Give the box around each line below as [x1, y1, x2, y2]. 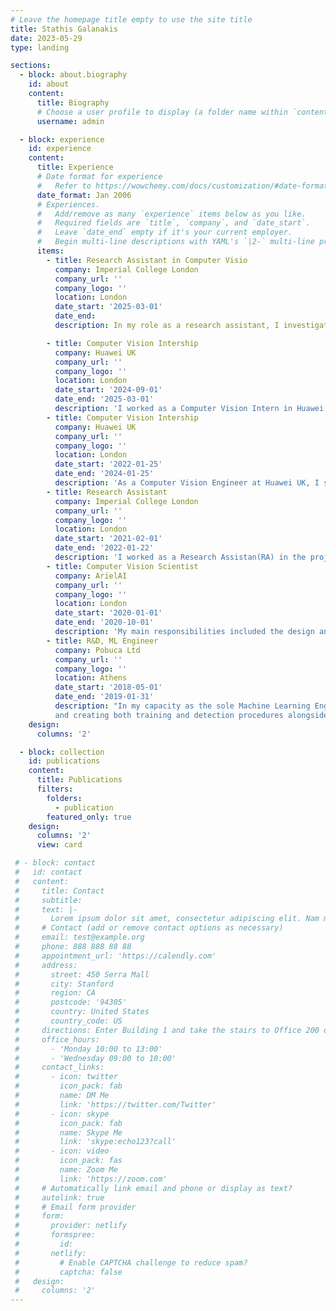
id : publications [28, 756, 101, 766]
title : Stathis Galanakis [10, 24, 118, 34]
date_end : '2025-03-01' [54, 394, 155, 405]
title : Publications [36, 775, 123, 785]
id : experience [28, 144, 92, 154]
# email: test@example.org [14, 932, 145, 943]
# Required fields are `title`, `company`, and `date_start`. [36, 218, 311, 228]
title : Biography [36, 97, 110, 108]
